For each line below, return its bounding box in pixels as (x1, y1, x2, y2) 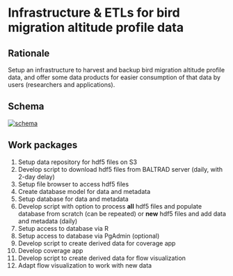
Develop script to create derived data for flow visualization (17, 254, 186, 262)
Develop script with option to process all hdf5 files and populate (17, 202, 202, 210)
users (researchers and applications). (8, 81, 115, 88)
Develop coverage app (17, 246, 83, 254)
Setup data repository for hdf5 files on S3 (17, 158, 138, 166)
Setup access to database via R (17, 224, 109, 232)
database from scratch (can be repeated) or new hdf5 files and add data (17, 209, 227, 218)
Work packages (8, 139, 78, 151)
